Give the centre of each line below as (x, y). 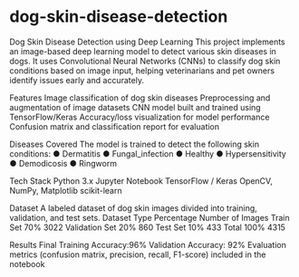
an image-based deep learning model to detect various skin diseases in (143, 51)
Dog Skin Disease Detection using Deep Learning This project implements (147, 42)
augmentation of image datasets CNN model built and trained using (135, 107)
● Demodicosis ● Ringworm (63, 163)
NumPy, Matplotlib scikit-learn (66, 190)
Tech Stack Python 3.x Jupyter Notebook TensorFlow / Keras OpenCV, (141, 181)
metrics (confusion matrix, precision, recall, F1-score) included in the (138, 254)
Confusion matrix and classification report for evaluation (115, 126)
